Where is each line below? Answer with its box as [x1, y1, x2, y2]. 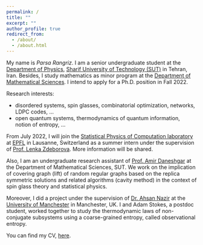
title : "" [6, 14, 31, 21]
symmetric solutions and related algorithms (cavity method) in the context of [6, 176, 197, 183]
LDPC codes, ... [14, 108, 54, 115]
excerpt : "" [6, 20, 36, 26]
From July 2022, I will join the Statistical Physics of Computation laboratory [6, 132, 193, 139]
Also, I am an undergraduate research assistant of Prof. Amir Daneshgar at [6, 157, 192, 164]
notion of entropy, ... [14, 121, 66, 128]
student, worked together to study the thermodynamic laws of [6, 207, 161, 214]
